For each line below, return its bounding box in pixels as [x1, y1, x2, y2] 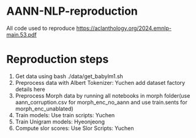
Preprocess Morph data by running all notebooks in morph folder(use [15, 92, 190, 99]
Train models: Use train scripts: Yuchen [15, 111, 115, 118]
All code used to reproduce [6, 24, 75, 32]
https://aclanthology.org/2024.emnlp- [76, 24, 171, 32]
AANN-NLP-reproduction [6, 4, 138, 18]
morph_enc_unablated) [15, 105, 73, 112]
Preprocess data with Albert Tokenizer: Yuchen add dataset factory [15, 79, 186, 86]
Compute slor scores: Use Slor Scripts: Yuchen [15, 124, 134, 132]
